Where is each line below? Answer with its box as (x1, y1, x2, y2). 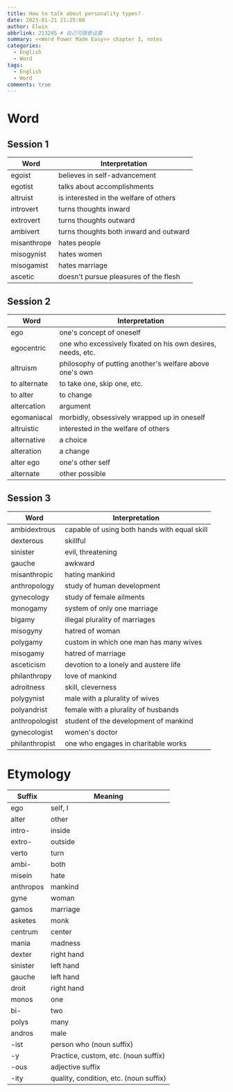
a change (59, 446, 90, 456)
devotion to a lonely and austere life (64, 660, 181, 669)
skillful (64, 536, 86, 545)
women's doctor (64, 727, 118, 737)
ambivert (10, 227, 40, 236)
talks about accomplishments (58, 182, 154, 191)
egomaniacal (10, 413, 53, 423)
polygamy (10, 637, 43, 646)
